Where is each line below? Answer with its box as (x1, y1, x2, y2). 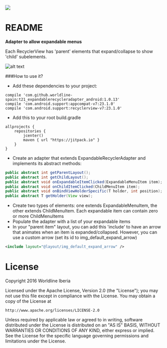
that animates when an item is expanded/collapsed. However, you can (12, 229, 157, 236)
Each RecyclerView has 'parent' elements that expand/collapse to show (5, 48, 153, 54)
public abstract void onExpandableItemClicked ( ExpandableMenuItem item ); (5, 179, 163, 184)
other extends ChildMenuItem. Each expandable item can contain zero (12, 208, 158, 214)
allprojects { (5, 124, 35, 129)
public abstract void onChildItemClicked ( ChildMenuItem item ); (5, 184, 140, 189)
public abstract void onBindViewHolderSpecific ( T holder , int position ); (5, 189, 163, 194)
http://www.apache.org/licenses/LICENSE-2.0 (5, 308, 100, 313)
